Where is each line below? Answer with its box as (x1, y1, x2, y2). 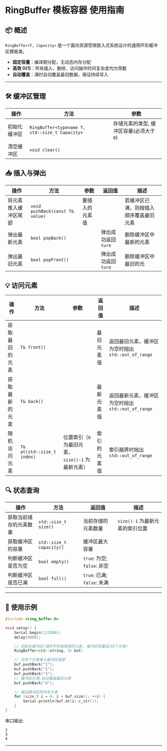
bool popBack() (30, 235, 67, 241)
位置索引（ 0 (63, 434, 91, 441)
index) (20, 454, 36, 460)
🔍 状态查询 (5, 486, 40, 495)
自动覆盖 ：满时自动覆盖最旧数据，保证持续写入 (12, 72, 108, 77)
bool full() (38, 576, 67, 582)
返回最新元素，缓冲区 (109, 392, 159, 399)
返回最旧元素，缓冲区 (109, 338, 159, 345)
